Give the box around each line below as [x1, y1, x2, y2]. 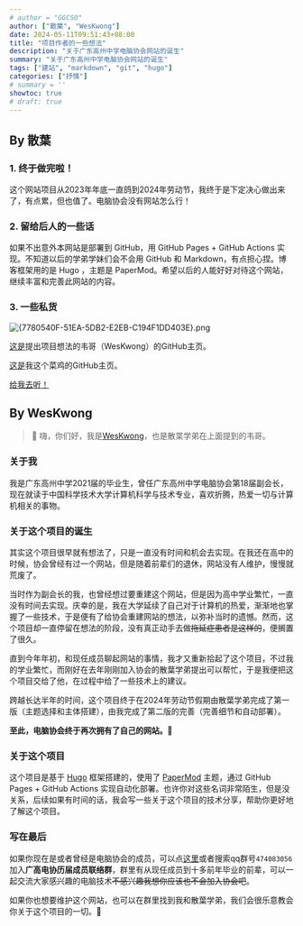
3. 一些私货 [9, 301, 58, 314]
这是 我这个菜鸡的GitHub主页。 [9, 360, 123, 371]
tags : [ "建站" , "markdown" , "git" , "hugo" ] [9, 64, 173, 73]
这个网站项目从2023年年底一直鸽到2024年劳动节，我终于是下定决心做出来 [9, 184, 286, 195]
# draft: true [9, 96, 63, 106]
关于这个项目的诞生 [9, 525, 93, 537]
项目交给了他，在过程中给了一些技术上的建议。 [16, 675, 191, 686]
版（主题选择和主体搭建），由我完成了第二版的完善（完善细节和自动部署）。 [9, 706, 286, 717]
